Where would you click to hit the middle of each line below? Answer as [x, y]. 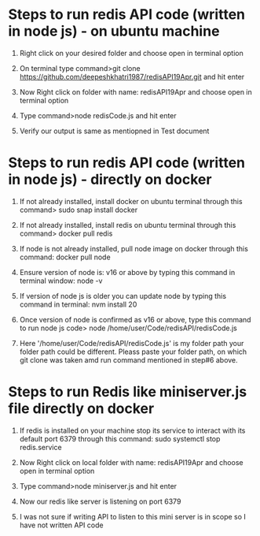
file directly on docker [81, 409]
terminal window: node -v [61, 281]
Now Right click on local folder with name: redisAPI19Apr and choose [131, 462]
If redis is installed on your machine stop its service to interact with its [132, 430]
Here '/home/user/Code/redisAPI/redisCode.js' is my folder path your [132, 343]
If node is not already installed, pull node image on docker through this [134, 248]
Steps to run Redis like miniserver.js [128, 392]
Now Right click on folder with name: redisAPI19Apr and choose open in [136, 91]
